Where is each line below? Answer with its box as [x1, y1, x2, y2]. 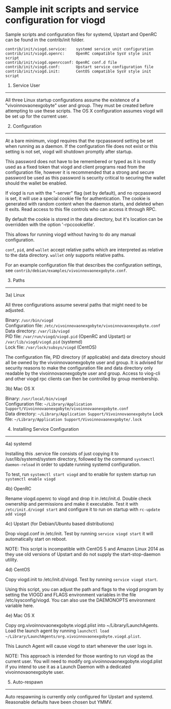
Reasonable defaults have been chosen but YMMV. [5, 699, 112, 705]
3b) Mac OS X [5, 385, 35, 391]
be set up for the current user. [5, 113, 68, 119]
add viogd [5, 511, 26, 517]
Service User [12, 82, 41, 88]
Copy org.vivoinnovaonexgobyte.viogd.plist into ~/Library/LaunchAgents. [5, 622, 159, 628]
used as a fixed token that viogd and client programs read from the [5, 164, 146, 170]
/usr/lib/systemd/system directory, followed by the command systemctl [5, 456, 155, 462]
